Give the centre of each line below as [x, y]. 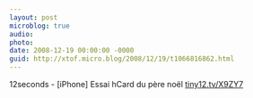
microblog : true [39, 26]
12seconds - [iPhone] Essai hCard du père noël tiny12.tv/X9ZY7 [126, 84]
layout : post [34, 17]
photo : [22, 42]
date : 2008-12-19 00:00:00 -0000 [72, 51]
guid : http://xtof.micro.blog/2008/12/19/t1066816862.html [122, 59]
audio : [22, 34]
